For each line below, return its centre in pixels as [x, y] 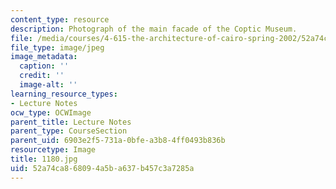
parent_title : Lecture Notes [71, 122]
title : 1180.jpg [44, 159]
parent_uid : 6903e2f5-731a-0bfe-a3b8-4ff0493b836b [118, 141]
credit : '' [42, 76]
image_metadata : [44, 57]
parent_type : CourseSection [69, 131]
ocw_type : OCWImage [51, 112]
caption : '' [44, 66]
